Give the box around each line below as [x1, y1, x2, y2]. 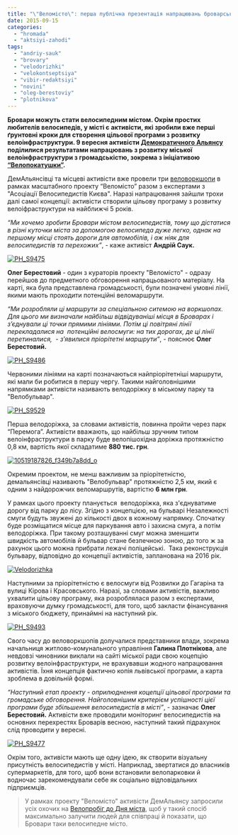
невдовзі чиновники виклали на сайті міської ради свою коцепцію [7, 651, 208, 660]
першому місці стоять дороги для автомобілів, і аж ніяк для [7, 233, 190, 242]
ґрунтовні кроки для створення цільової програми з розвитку [7, 130, 200, 139]
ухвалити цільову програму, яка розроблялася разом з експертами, [7, 594, 215, 603]
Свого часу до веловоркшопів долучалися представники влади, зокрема [7, 637, 229, 645]
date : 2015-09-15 [7, 17, 59, 24]
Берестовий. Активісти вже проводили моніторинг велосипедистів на [7, 710, 221, 719]
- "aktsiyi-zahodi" [13, 37, 72, 44]
